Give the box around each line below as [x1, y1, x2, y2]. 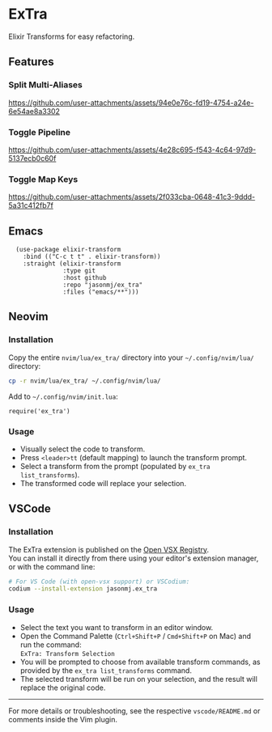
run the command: [19, 640, 83, 649]
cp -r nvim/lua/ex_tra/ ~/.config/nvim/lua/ [8, 377, 161, 385]
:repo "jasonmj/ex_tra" [62, 281, 143, 290]
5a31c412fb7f [8, 201, 54, 210]
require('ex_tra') [8, 407, 70, 415]
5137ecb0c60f [8, 153, 57, 163]
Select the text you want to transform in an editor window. [19, 622, 214, 632]
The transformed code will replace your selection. [19, 478, 187, 488]
